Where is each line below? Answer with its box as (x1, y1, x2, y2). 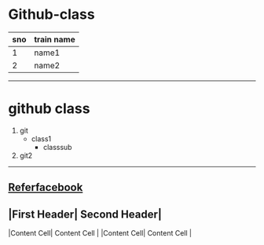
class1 (31, 133, 52, 143)
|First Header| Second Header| (8, 207, 163, 221)
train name (34, 34, 76, 45)
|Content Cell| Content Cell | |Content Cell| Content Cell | (8, 229, 192, 238)
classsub (42, 142, 72, 152)
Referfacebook (8, 181, 83, 194)
